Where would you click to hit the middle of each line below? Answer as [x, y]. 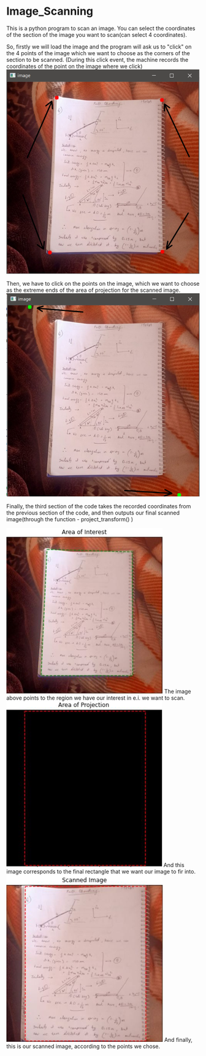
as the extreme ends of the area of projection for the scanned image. [93, 290]
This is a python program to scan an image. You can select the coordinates [101, 28]
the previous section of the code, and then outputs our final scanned [93, 513]
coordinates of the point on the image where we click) [74, 66]
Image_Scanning [50, 11]
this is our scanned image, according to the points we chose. [83, 1046]
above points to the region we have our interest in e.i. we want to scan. [96, 698]
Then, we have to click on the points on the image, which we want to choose [103, 283]
